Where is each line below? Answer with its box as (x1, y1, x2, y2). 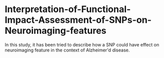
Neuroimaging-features (5, 25, 107, 36)
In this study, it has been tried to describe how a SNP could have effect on (5, 41, 159, 47)
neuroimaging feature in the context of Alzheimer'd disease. (5, 47, 130, 53)
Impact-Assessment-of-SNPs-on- (5, 14, 152, 26)
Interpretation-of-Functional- (5, 4, 131, 15)
